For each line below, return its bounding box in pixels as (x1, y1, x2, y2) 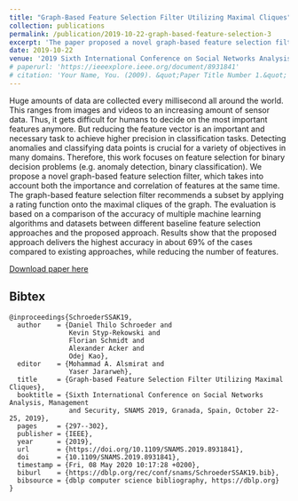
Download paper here (9, 263, 89, 274)
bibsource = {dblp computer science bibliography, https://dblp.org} (17, 476, 279, 485)
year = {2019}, (17, 437, 93, 446)
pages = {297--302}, (17, 421, 109, 431)
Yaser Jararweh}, (68, 367, 133, 376)
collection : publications (9, 21, 105, 30)
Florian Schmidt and (68, 336, 145, 345)
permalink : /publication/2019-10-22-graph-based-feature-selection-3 (9, 29, 272, 38)
